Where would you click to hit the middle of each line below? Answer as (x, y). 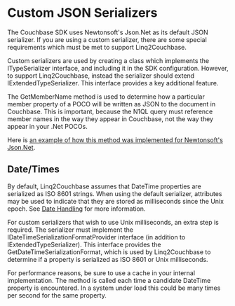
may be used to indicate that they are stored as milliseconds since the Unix (116, 201)
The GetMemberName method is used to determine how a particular (106, 97)
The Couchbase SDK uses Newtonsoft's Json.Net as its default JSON (108, 32)
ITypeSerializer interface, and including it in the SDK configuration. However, (118, 68)
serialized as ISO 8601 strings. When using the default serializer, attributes (115, 193)
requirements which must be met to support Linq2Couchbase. (97, 47)
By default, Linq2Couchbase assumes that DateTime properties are (104, 186)
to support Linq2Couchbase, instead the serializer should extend (101, 76)
